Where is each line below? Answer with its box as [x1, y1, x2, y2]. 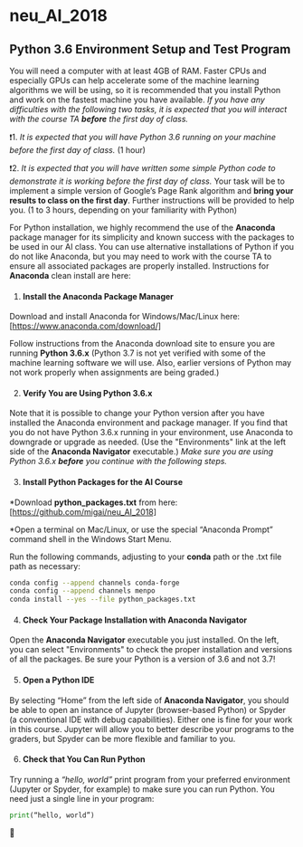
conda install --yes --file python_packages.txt [9, 595, 196, 604]
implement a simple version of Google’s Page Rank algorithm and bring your [9, 186, 294, 195]
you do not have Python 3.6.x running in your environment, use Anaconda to [9, 427, 294, 438]
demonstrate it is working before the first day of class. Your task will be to [9, 176, 285, 186]
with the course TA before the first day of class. [9, 114, 188, 124]
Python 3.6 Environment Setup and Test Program [9, 42, 291, 57]
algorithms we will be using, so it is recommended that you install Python [9, 85, 281, 95]
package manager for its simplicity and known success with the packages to [9, 232, 295, 243]
